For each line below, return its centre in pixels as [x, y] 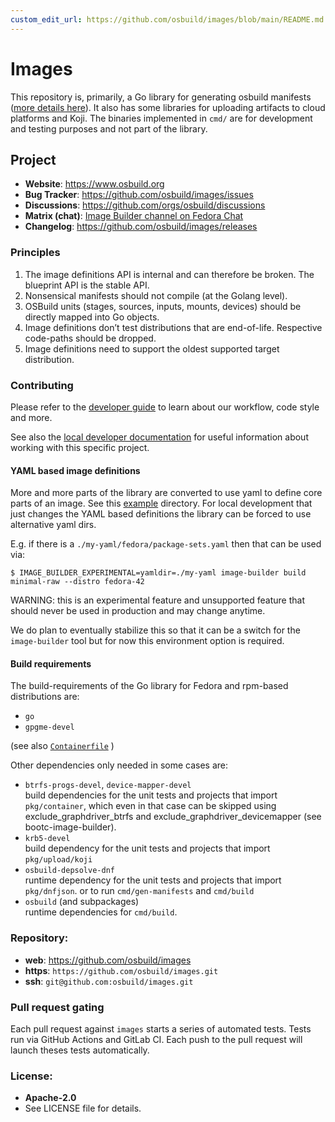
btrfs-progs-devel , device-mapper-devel [108, 785]
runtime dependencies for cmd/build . [101, 912]
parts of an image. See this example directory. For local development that [161, 503]
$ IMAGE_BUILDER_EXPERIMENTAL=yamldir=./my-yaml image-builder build [158, 573]
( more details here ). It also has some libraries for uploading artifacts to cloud [168, 107]
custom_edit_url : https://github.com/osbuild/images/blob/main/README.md [167, 19]
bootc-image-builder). [70, 827]
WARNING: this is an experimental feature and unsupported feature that [158, 600]
